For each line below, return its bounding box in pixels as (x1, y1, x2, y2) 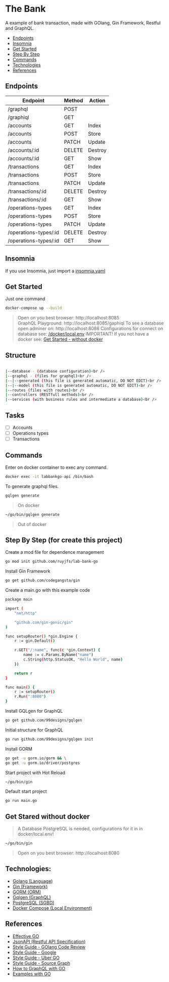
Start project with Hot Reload (5, 769, 66, 775)
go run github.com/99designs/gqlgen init (5, 736, 94, 742)
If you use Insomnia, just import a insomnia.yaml (5, 268, 106, 274)
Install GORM (5, 746, 33, 752)
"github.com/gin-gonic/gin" (14, 620, 73, 625)
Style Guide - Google (12, 949, 57, 955)
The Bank (5, 3, 46, 15)
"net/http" (14, 610, 37, 616)
